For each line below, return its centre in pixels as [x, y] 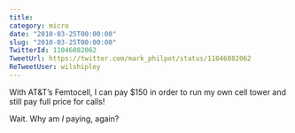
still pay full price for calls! [57, 101]
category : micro [39, 26]
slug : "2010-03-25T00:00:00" [63, 42]
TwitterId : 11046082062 [53, 51]
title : [21, 17]
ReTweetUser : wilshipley [55, 67]
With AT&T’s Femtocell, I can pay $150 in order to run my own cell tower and [147, 92]
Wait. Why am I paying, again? [64, 118]
